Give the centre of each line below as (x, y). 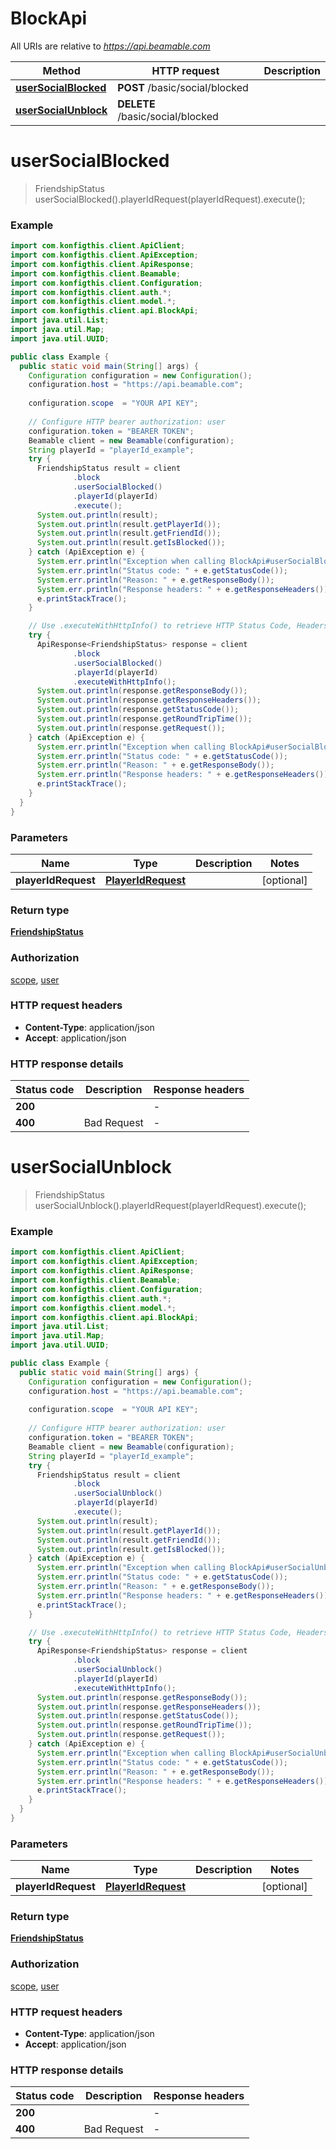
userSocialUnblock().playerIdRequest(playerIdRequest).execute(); (170, 1206)
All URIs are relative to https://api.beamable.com (110, 46)
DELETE (136, 104)
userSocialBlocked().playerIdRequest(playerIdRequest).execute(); (170, 199)
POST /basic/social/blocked (183, 87)
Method (61, 70)
